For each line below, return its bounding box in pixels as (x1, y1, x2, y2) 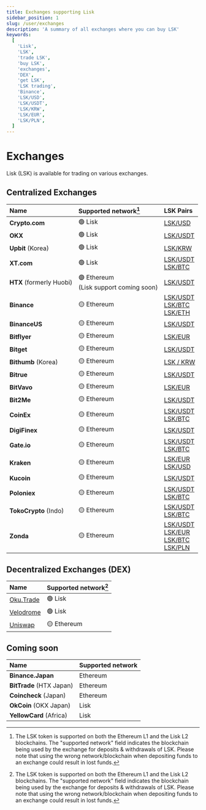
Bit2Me (9, 395, 31, 404)
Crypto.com (9, 218, 45, 227)
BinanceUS (9, 319, 43, 328)
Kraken (9, 459, 31, 467)
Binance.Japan (9, 671, 54, 680)
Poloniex (9, 489, 36, 497)
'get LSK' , (17, 77, 45, 83)
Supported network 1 (78, 205, 140, 215)
